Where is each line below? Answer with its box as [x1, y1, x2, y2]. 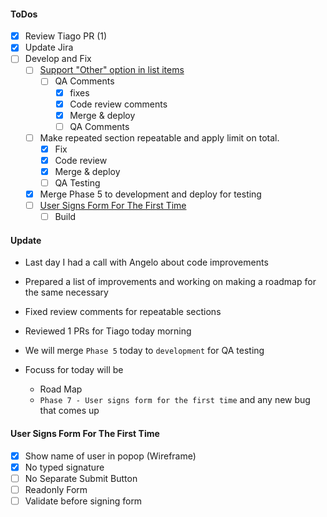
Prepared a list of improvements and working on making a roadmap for [24, 276, 317, 288]
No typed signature [24, 461, 105, 473]
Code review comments [69, 98, 168, 110]
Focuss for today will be [24, 364, 124, 376]
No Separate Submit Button [24, 472, 138, 484]
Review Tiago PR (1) [24, 30, 108, 42]
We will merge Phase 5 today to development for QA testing [24, 345, 265, 357]
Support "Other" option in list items [39, 64, 185, 76]
